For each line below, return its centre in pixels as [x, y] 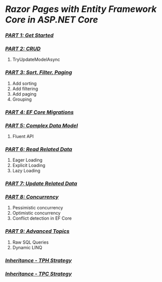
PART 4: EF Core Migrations [39, 112]
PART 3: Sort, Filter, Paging [39, 72]
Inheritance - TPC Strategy [39, 274]
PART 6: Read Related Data [39, 149]
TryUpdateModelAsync [36, 60]
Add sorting [24, 83]
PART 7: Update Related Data [41, 184]
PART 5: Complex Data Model [42, 126]
